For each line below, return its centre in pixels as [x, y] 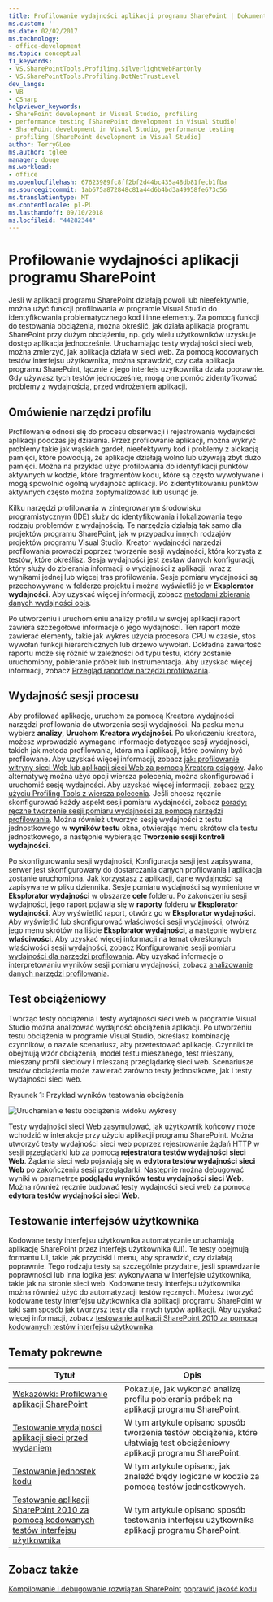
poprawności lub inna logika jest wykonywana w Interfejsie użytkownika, [130, 1275]
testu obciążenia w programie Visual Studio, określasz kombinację [119, 1036]
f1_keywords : [30, 62]
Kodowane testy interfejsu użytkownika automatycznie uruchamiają [121, 1240]
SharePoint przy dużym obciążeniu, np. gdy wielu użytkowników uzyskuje [132, 335]
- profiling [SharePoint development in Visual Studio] [105, 137]
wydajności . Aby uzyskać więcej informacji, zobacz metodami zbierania [129, 594]
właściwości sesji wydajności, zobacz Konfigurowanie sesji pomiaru [122, 947]
